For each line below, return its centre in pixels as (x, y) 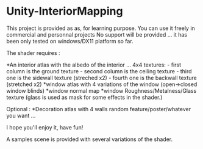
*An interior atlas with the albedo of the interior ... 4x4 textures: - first (94, 65)
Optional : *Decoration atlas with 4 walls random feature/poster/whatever (98, 109)
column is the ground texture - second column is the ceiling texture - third (99, 71)
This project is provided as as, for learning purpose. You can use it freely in (101, 28)
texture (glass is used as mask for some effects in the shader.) (84, 97)
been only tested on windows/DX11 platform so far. (70, 41)
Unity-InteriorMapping (65, 11)
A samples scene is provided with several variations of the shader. (90, 139)
